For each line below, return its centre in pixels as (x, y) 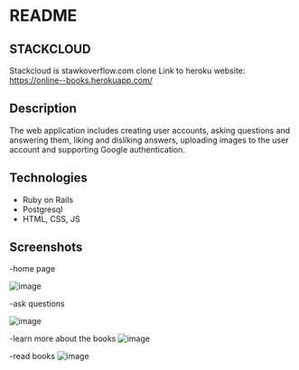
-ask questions (37, 304)
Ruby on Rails (48, 199)
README (43, 16)
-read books (33, 356)
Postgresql (42, 209)
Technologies (49, 178)
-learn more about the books (63, 338)
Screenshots (46, 248)
